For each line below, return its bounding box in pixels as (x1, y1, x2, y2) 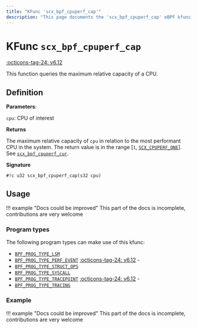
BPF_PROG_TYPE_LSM (14, 251, 60, 257)
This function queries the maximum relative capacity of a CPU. (6, 70, 158, 77)
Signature (6, 162, 31, 169)
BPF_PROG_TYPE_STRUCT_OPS (14, 264, 78, 270)
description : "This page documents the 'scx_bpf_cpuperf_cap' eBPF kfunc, (6, 14, 194, 20)
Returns (6, 126, 27, 133)
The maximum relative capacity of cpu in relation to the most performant (6, 137, 181, 144)
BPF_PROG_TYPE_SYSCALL (14, 270, 71, 276)
